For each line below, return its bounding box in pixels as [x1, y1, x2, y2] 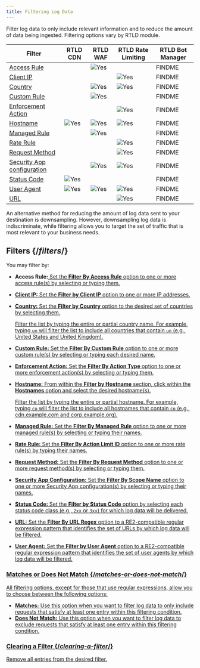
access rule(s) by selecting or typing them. [14, 280, 120, 287]
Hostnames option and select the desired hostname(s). [14, 387, 151, 394]
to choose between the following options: [6, 590, 108, 597]
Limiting [121, 53, 146, 61]
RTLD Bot [160, 45, 187, 54]
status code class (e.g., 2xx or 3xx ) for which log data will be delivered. [14, 507, 189, 514]
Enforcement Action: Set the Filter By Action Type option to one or [14, 363, 181, 370]
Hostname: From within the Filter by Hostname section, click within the [14, 381, 191, 388]
